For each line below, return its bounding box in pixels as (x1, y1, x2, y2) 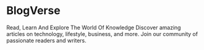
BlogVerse (6, 4, 61, 18)
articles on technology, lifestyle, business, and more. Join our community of (6, 30, 198, 37)
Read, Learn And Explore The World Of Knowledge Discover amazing (6, 24, 181, 31)
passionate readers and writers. (6, 37, 87, 44)
